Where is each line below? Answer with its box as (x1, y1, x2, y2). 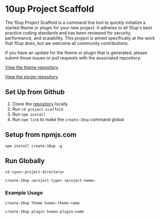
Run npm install (12, 111, 46, 117)
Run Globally (5, 157, 45, 165)
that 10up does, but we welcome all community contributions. (5, 40, 129, 46)
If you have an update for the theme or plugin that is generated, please (5, 50, 148, 56)
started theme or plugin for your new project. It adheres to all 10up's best (5, 24, 153, 30)
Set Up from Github (5, 88, 65, 96)
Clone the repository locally (12, 101, 68, 107)
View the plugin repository (5, 74, 58, 80)
